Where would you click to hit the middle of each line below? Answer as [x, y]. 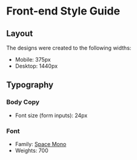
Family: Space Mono [41, 144]
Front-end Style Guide [63, 11]
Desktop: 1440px [36, 66]
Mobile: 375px [33, 59]
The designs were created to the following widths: [69, 48]
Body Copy [23, 102]
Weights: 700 [32, 150]
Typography [30, 85]
